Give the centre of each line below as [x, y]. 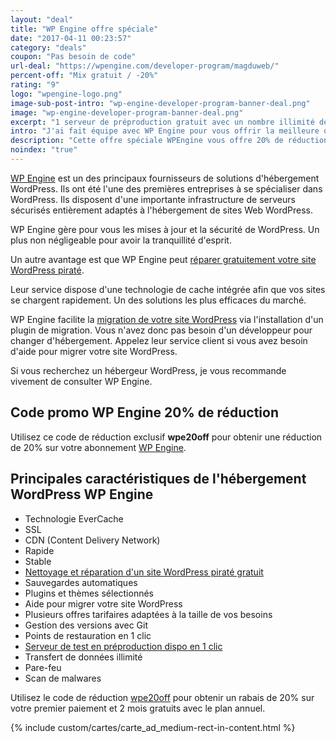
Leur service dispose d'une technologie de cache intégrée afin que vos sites [168, 289]
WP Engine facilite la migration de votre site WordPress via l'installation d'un [167, 319]
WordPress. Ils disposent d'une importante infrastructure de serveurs [153, 199]
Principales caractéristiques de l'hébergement [158, 479]
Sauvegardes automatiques [81, 582]
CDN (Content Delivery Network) [92, 540]
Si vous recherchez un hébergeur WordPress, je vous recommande [148, 370]
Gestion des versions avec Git [86, 625]
